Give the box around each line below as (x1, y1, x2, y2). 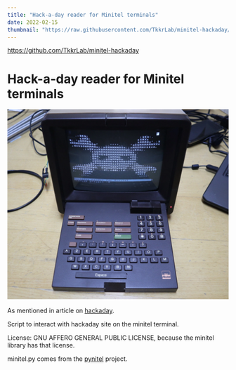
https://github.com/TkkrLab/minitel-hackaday (7, 46, 139, 55)
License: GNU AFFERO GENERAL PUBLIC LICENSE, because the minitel (7, 333, 214, 342)
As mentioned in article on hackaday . (7, 306, 114, 315)
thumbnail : (7, 26, 39, 33)
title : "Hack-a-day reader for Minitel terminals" (7, 11, 159, 18)
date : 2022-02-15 (7, 18, 58, 26)
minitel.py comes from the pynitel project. (7, 355, 128, 363)
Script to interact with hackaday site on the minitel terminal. (7, 320, 179, 329)
